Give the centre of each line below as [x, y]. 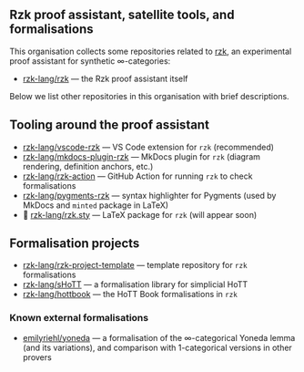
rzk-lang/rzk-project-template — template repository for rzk [135, 265]
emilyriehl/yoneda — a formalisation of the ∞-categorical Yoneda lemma [159, 337]
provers [37, 357]
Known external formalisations [79, 318]
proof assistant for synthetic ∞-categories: [90, 61]
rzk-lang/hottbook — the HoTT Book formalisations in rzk [130, 294]
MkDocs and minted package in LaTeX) [96, 205]
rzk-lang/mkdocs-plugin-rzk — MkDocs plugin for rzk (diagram [142, 156]
